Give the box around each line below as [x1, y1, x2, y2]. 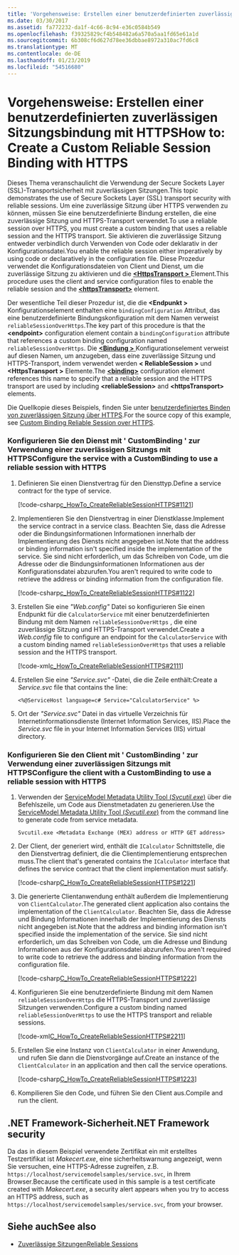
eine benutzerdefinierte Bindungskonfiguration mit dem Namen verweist [7, 313, 219, 322]
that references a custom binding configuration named [7, 336, 167, 344]
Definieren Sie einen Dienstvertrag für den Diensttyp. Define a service [17, 478, 222, 487]
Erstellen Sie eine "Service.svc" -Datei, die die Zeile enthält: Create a [17, 675, 218, 684]
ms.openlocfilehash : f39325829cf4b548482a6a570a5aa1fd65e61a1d [7, 30, 199, 38]
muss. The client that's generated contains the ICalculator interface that [17, 857, 230, 866]
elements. [7, 389, 37, 398]
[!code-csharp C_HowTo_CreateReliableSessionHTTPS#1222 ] [17, 974, 197, 983]
